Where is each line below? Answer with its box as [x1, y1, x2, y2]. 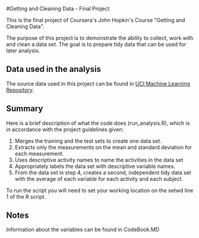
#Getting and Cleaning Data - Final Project [6, 5, 110, 12]
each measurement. [14, 150, 64, 157]
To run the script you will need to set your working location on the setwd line [6, 187, 194, 194]
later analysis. [6, 47, 40, 54]
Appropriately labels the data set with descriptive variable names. [14, 162, 175, 170]
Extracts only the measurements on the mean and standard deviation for [14, 143, 192, 151]
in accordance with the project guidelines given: [6, 126, 124, 133]
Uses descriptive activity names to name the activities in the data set [14, 156, 184, 163]
